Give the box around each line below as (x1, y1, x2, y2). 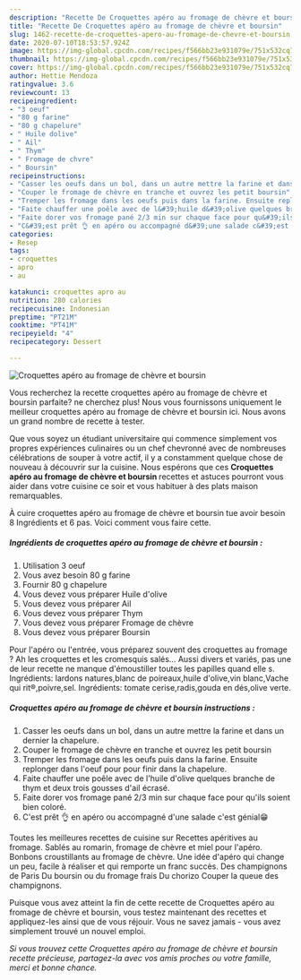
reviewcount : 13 (9, 88, 70, 97)
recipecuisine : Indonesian (9, 304, 110, 314)
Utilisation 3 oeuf (21, 560, 86, 571)
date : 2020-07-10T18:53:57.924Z (9, 38, 130, 47)
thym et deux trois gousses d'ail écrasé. (21, 782, 170, 793)
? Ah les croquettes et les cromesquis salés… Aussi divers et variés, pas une (9, 653, 292, 664)
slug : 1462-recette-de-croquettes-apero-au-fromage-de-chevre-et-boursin (9, 30, 291, 39)
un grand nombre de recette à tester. (9, 416, 145, 426)
